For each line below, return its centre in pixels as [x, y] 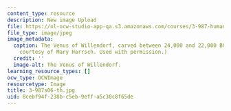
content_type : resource [41, 13]
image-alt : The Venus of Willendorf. [67, 65]
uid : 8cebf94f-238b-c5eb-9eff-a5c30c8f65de [70, 97]
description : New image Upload [52, 20]
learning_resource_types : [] [49, 71]
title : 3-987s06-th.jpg [41, 90]
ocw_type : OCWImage [35, 78]
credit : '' [29, 59]
